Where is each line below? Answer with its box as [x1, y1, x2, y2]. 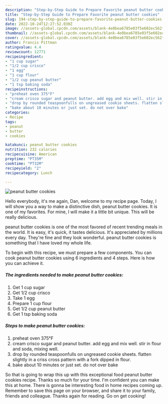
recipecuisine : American [5, 152, 57, 157]
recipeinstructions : [5, 86, 48, 92]
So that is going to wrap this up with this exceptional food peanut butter [5, 372, 152, 378]
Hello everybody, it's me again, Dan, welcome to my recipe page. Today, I [5, 198, 156, 204]
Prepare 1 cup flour [12, 301, 52, 307]
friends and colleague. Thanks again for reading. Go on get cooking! [5, 393, 146, 399]
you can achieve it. [5, 260, 44, 266]
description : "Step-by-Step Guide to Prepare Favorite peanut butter [5, 7, 153, 13]
